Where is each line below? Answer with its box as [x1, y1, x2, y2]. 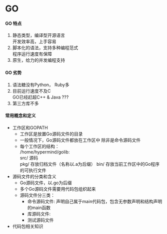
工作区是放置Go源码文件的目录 [19, 130, 83, 137]
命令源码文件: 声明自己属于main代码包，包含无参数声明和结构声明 [27, 198, 163, 204]
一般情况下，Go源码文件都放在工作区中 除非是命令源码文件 [19, 137, 141, 143]
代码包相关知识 [12, 223, 43, 229]
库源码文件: [27, 211, 51, 217]
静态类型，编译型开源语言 [12, 32, 65, 38]
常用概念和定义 [5, 113, 36, 118]
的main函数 [27, 205, 51, 211]
